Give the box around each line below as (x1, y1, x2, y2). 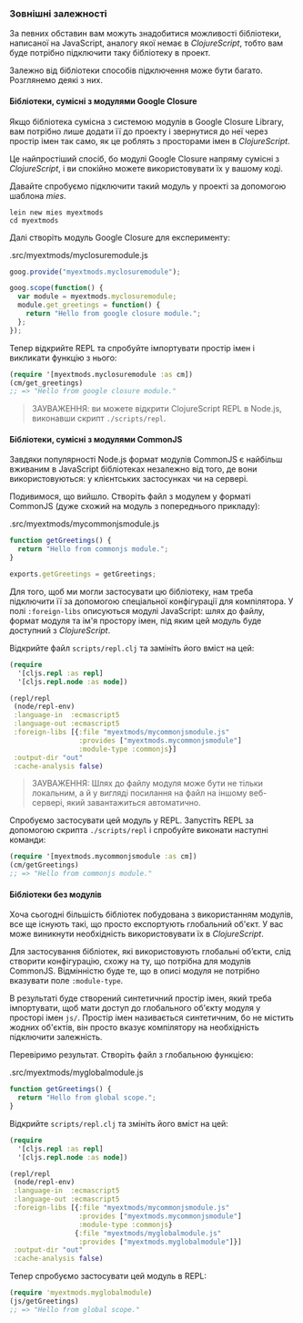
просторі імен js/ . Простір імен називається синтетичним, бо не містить (9, 1012, 294, 1024)
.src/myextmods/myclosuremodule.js (9, 249, 148, 260)
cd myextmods (9, 215, 59, 225)
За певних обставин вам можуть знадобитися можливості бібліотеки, (9, 28, 282, 39)
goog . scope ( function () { (9, 284, 104, 293)
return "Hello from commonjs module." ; (17, 545, 169, 554)
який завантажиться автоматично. (66, 797, 202, 808)
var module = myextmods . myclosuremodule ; (17, 292, 177, 301)
